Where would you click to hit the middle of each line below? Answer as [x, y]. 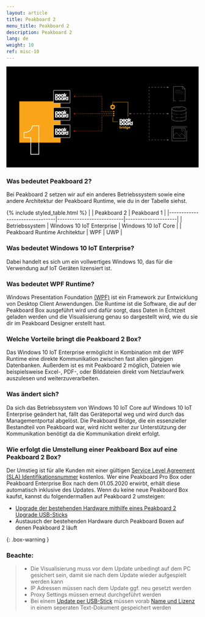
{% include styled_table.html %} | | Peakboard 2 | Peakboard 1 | [86, 213]
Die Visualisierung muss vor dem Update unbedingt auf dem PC [110, 569]
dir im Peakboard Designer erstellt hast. [56, 323]
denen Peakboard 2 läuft [46, 527]
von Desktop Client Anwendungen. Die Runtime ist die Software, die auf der [102, 304]
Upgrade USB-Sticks [41, 514]
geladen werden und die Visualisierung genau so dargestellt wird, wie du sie [102, 317]
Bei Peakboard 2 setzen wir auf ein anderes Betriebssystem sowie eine [95, 194]
